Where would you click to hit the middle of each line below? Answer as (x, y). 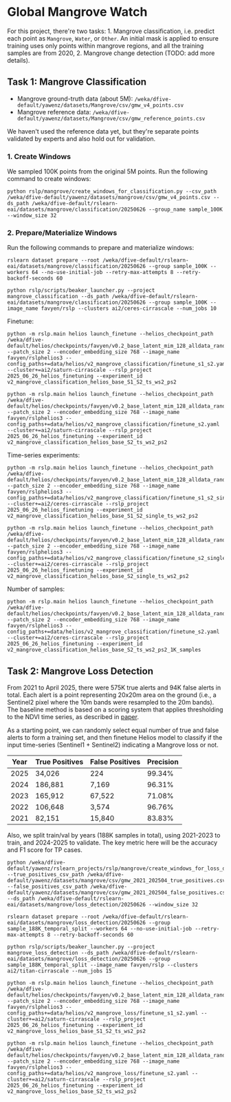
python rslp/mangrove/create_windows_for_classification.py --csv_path (112, 191)
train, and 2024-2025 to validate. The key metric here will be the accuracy (112, 843)
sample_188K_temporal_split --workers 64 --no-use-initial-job (100, 929)
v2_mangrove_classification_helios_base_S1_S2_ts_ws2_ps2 (92, 382)
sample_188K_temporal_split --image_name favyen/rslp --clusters (102, 965)
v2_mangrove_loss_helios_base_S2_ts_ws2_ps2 (72, 1092)
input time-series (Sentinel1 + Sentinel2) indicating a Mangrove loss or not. (113, 745)
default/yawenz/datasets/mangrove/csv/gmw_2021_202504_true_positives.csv (117, 881)
